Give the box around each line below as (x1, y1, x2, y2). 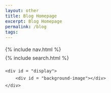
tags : (5, 29, 18, 35)
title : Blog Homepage (5, 13, 57, 19)
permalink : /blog (5, 24, 47, 29)
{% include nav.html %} (5, 45, 62, 53)
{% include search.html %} (5, 55, 69, 62)
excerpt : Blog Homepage (5, 18, 63, 24)
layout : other (5, 8, 39, 13)
